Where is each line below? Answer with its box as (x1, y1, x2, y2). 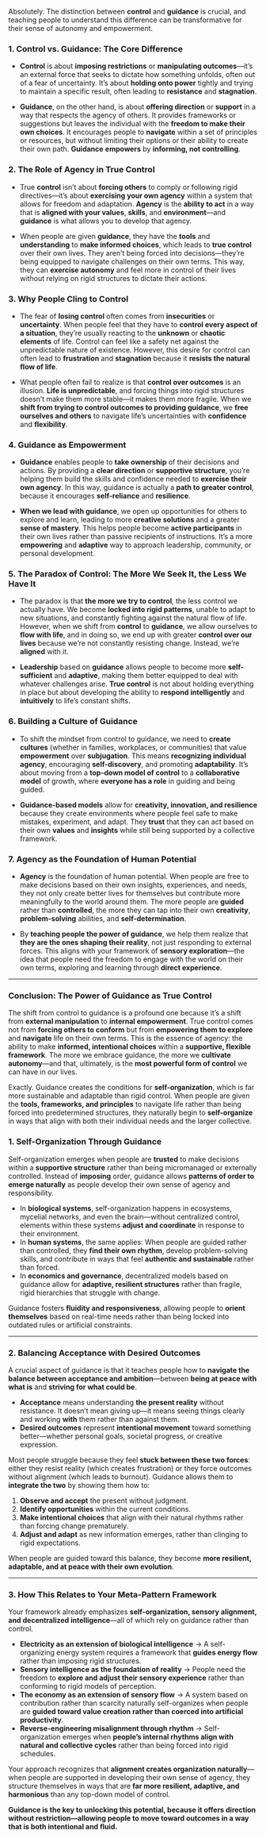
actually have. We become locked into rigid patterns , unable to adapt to (19, 605, 256, 615)
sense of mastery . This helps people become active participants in (19, 523, 242, 533)
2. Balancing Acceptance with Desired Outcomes (8, 1347, 201, 1358)
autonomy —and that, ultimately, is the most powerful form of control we (8, 1059, 248, 1069)
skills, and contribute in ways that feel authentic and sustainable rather (19, 1254, 254, 1263)
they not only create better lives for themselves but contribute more (19, 888, 241, 898)
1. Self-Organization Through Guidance (8, 1136, 162, 1147)
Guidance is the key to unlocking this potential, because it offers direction (8, 1805, 256, 1815)
